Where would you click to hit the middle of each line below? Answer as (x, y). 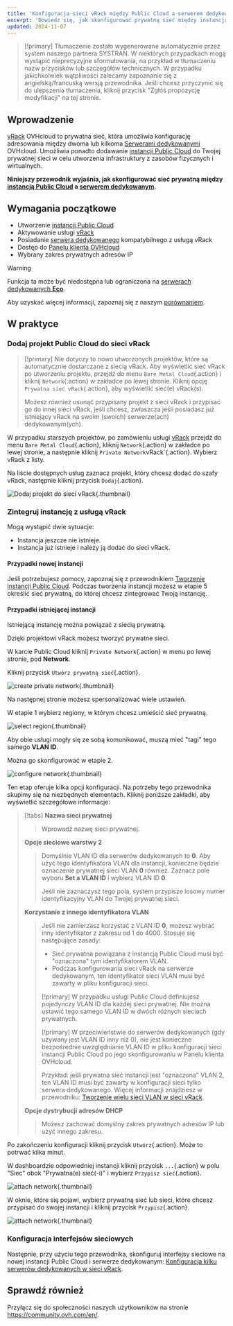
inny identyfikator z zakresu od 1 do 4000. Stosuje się (118, 933)
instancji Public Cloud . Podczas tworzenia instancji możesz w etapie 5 (107, 586)
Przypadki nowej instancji (45, 563)
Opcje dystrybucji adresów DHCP (74, 1111)
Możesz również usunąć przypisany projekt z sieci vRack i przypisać (122, 402)
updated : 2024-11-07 (37, 26)
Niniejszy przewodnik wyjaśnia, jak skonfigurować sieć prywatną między (115, 179)
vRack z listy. (26, 459)
